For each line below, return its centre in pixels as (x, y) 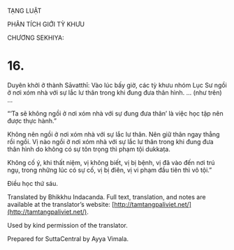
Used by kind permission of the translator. (67, 225)
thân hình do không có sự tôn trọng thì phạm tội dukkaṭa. (89, 149)
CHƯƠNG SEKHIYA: (36, 38)
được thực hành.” (32, 120)
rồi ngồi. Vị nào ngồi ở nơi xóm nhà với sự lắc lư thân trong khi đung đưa (111, 141)
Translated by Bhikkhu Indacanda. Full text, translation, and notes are (107, 197)
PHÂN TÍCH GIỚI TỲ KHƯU (46, 24)
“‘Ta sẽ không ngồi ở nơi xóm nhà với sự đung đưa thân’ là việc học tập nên (115, 113)
